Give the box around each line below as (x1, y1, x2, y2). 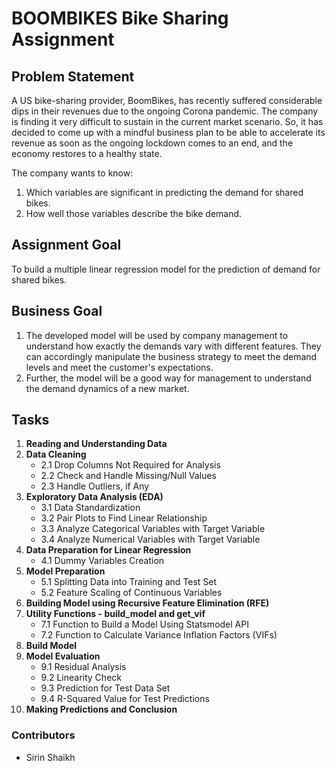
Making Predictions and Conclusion (25, 703, 178, 716)
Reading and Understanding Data (25, 438, 168, 450)
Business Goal (11, 303, 103, 320)
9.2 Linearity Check (40, 672, 122, 684)
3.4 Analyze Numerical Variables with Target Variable (40, 533, 261, 546)
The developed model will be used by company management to (25, 329, 289, 341)
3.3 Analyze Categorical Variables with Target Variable (40, 523, 266, 535)
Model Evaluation (25, 650, 101, 662)
